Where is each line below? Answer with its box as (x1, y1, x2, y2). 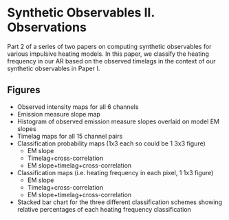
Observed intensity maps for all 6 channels (17, 102, 139, 111)
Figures (7, 84, 41, 96)
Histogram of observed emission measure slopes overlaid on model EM (17, 117, 220, 126)
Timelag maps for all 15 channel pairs (17, 132, 123, 140)
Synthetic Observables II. (7, 5, 155, 21)
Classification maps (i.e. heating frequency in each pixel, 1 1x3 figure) (17, 168, 214, 177)
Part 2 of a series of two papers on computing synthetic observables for (7, 42, 212, 50)
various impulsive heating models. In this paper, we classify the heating (7, 50, 210, 58)
